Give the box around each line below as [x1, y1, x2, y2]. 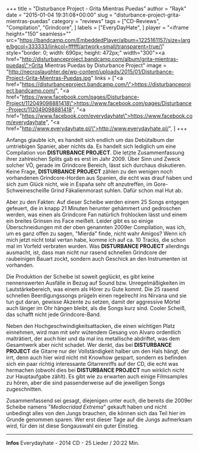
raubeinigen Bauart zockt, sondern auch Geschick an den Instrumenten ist [6, 255, 188, 262]
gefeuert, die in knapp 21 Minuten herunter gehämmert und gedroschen [6, 205, 181, 211]
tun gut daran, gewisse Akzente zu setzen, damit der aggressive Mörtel [6, 298, 181, 305]
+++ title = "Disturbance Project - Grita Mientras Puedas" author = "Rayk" [6, 5, 187, 12]
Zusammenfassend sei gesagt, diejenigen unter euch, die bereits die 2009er [6, 397, 192, 404]
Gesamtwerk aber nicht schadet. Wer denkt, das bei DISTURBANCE [6, 342, 172, 348]
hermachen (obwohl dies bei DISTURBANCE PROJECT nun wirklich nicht [6, 366, 185, 374]
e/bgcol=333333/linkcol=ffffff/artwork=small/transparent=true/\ [6, 43, 162, 50]
